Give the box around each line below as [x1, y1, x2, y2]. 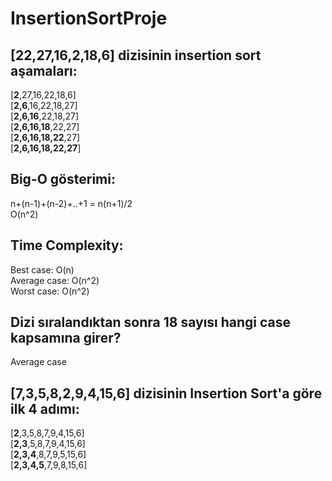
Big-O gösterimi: [10, 171, 116, 188]
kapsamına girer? [10, 330, 122, 347]
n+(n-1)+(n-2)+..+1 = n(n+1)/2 [10, 197, 133, 209]
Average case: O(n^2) [10, 274, 100, 286]
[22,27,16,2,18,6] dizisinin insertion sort [10, 47, 262, 64]
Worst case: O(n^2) [10, 285, 90, 297]
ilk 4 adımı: [10, 400, 80, 417]
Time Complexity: [10, 237, 124, 254]
